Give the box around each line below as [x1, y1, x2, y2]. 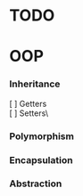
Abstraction [9, 177, 62, 190]
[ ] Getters [9, 98, 47, 109]
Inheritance [9, 78, 61, 90]
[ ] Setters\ [9, 108, 49, 118]
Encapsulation [9, 153, 73, 166]
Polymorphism [9, 130, 74, 143]
